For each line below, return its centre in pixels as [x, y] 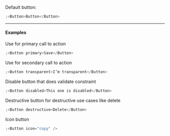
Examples [16, 33]
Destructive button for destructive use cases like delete [63, 100]
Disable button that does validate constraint [51, 81]
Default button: [21, 7]
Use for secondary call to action [39, 62]
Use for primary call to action [36, 44]
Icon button [17, 119]
